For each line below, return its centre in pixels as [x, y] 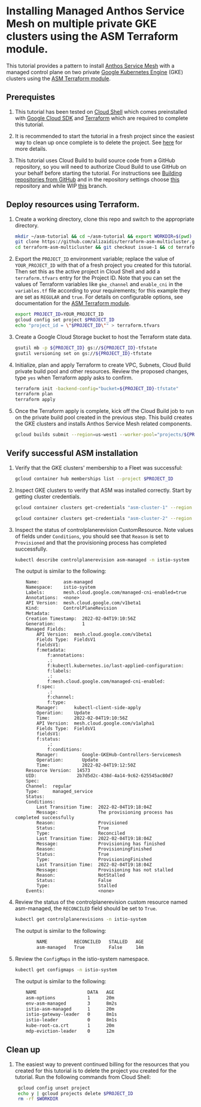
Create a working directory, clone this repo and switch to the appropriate [104, 219]
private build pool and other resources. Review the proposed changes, [102, 371]
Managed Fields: [46, 629]
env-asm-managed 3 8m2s [71, 1003]
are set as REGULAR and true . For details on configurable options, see [99, 297]
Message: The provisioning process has [105, 813]
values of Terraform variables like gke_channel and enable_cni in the [99, 284]
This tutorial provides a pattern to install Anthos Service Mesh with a [90, 66]
